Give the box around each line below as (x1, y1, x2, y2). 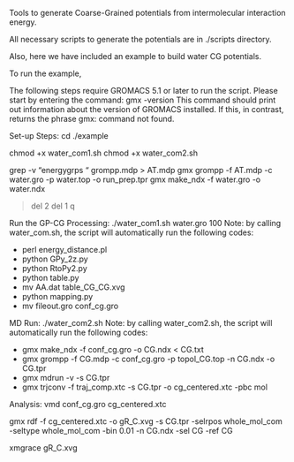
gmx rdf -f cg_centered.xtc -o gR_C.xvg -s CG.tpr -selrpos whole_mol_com (9, 416, 283, 427)
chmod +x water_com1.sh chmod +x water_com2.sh (9, 148, 199, 158)
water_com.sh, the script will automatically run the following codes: (9, 227, 254, 238)
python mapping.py (21, 292, 94, 301)
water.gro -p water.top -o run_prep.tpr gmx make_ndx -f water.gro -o (9, 174, 261, 185)
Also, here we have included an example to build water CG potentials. (9, 51, 262, 61)
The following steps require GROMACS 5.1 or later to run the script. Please (9, 86, 278, 95)
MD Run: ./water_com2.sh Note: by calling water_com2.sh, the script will (9, 318, 273, 328)
